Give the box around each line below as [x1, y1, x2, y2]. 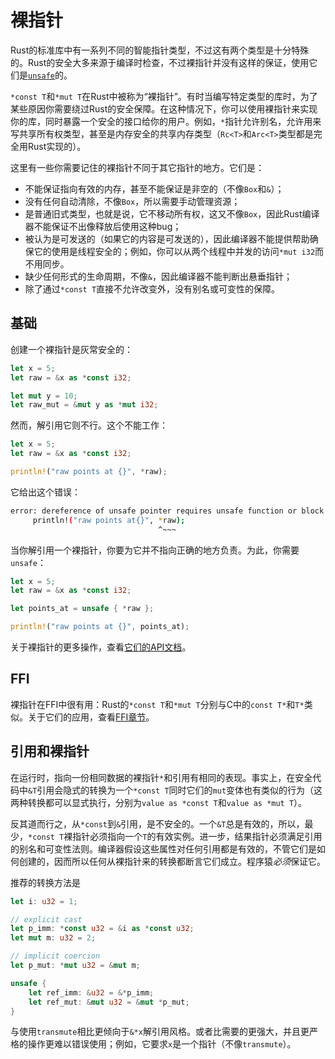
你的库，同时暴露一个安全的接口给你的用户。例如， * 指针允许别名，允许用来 [10, 115, 322, 127]
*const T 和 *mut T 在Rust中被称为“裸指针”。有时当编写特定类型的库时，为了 [10, 90, 318, 102]
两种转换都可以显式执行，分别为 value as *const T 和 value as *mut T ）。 [10, 796, 308, 808]
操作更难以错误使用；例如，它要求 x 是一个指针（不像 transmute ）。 [27, 1038, 297, 1050]
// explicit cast [10, 914, 83, 925]
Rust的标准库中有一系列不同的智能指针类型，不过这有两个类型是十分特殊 [10, 44, 310, 56]
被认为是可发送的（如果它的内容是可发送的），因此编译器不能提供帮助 [24, 232, 310, 245]
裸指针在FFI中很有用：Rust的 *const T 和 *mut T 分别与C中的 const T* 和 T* [10, 698, 305, 710]
